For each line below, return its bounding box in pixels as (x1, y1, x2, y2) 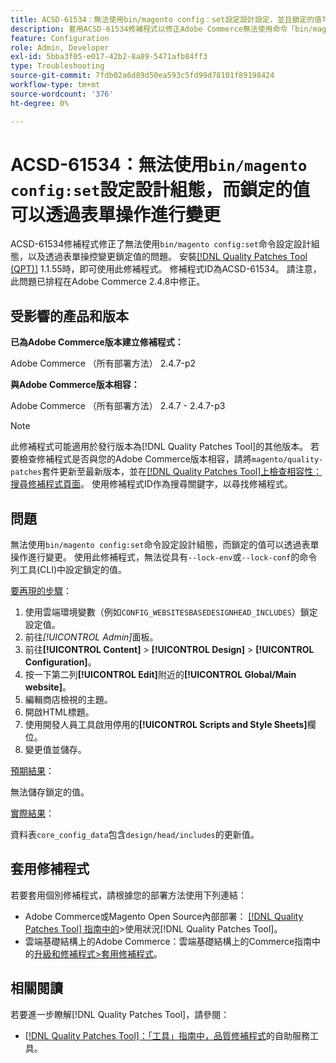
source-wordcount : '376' (10, 89, 114, 99)
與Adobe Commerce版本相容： (10, 379, 140, 391)
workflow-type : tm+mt (10, 80, 101, 90)
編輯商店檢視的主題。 (24, 694, 113, 706)
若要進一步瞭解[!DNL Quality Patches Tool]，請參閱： (10, 1008, 230, 1020)
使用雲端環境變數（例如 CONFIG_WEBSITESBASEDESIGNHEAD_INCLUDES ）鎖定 (24, 606, 318, 618)
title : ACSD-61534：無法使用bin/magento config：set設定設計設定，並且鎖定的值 (10, 14, 322, 25)
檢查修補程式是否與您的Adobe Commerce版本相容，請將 (18, 453, 252, 465)
